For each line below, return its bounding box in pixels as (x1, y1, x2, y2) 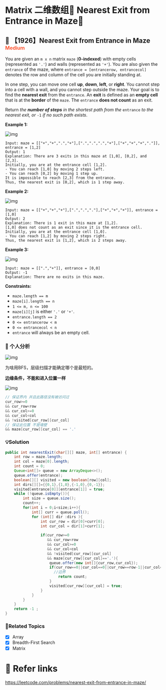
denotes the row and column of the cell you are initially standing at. (5, 72, 142, 77)
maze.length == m (12, 294, 48, 299)
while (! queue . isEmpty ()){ (14, 491, 70, 496)
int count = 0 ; (14, 464, 45, 469)
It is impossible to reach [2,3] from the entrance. (5, 175, 116, 180)
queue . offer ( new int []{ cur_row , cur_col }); (49, 560, 138, 565)
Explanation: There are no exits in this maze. (5, 274, 105, 279)
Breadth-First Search (12, 639, 55, 645)
